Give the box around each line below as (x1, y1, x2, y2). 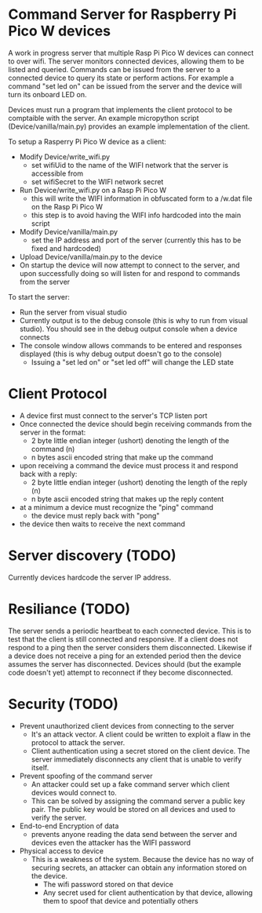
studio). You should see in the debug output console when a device (19, 324, 238, 333)
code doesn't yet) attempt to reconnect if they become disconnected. (8, 667, 234, 677)
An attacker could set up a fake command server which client (31, 779, 230, 789)
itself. (31, 762, 49, 772)
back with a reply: (19, 469, 78, 478)
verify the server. (31, 813, 87, 822)
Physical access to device (19, 846, 104, 856)
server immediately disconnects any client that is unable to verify (31, 755, 242, 764)
